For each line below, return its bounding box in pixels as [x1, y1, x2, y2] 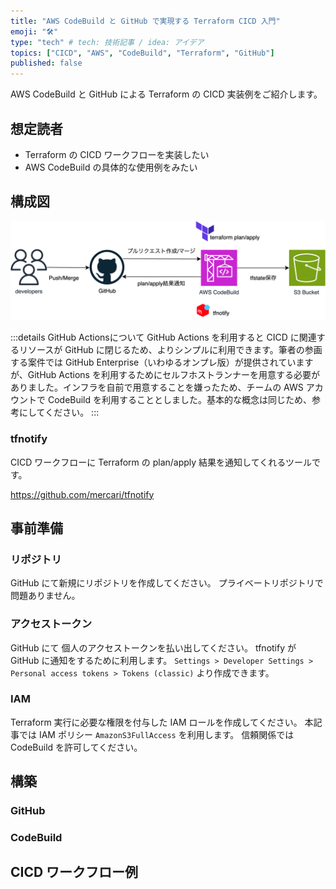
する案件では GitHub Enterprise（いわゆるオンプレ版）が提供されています [10, 356, 314, 369]
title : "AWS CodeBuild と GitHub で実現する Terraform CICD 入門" [10, 16, 281, 26]
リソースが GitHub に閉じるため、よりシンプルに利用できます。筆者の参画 [18, 344, 323, 356]
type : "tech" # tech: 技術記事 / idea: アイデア [10, 37, 205, 47]
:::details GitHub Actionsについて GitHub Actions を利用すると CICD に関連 [10, 331, 317, 344]
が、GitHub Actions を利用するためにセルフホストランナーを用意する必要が [10, 369, 320, 381]
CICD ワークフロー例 [10, 864, 139, 881]
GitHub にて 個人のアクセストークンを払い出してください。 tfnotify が [10, 641, 297, 654]
